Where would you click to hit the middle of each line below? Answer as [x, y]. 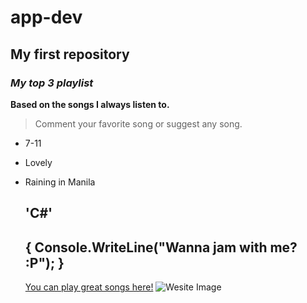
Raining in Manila [60, 182]
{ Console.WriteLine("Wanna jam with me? [161, 247]
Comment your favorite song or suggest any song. [138, 123]
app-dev [46, 17]
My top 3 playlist [52, 83]
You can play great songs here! [89, 287]
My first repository [70, 54]
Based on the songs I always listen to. [90, 104]
